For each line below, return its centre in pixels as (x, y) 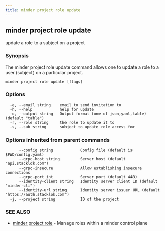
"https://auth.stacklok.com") (37, 195)
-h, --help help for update (52, 110)
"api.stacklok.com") (27, 164)
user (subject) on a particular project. (44, 72)
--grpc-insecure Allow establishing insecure (80, 168)
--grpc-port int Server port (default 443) (78, 177)
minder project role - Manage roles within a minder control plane (80, 223)
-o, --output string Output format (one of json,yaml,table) (78, 114)
